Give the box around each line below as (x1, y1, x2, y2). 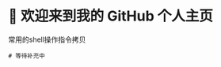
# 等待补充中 (8, 52, 45, 60)
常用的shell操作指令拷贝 (8, 35, 86, 44)
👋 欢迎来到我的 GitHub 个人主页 (8, 7, 214, 25)
